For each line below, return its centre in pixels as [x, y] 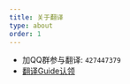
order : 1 [25, 34]
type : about [31, 26]
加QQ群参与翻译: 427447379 [71, 60]
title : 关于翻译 [36, 17]
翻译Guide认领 [48, 71]
